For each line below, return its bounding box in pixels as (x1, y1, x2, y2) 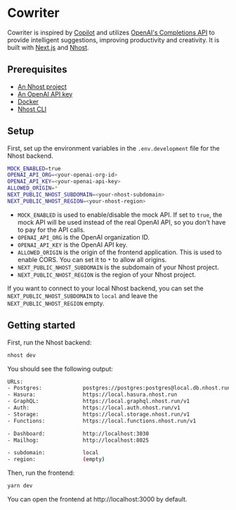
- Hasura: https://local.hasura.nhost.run (7, 391, 178, 399)
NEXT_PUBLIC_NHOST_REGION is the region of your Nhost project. (17, 270, 197, 279)
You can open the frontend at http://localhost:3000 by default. (7, 495, 188, 503)
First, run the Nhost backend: (7, 338, 92, 347)
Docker (17, 97, 39, 106)
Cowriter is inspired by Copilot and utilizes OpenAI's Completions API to (7, 28, 216, 37)
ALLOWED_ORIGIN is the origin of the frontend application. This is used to (17, 248, 223, 256)
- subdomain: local (7, 449, 99, 456)
